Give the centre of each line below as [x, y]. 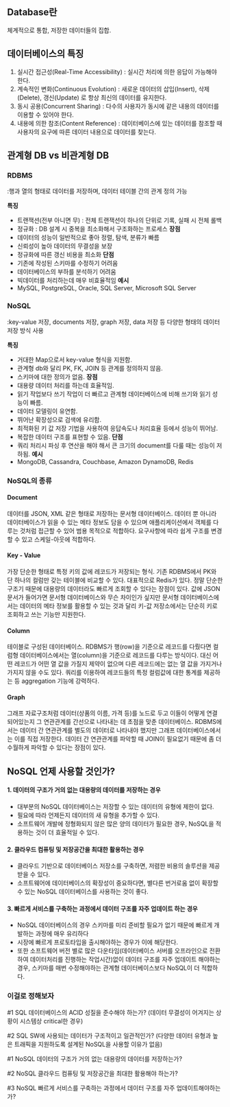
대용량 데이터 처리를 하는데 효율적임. [65, 385]
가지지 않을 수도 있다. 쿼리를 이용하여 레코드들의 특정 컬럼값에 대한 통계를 [105, 673]
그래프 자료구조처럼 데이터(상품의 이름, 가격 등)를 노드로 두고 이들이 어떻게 [106, 713]
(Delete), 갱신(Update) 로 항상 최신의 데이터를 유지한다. [92, 97]
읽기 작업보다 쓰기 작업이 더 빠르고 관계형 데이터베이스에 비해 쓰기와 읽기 [114, 394]
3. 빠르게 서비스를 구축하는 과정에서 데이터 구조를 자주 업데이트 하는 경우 [103, 909]
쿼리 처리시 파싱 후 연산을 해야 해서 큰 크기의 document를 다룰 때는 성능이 [116, 445]
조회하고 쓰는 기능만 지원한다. [47, 614]
